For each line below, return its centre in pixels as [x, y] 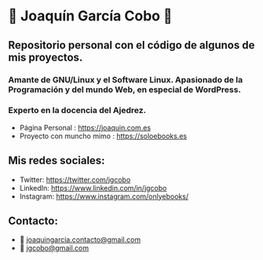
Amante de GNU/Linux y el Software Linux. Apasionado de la [126, 79]
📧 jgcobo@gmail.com [54, 248]
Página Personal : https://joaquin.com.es [85, 127]
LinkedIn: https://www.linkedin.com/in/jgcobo [93, 188]
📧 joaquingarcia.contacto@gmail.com [80, 240]
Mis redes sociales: [57, 161]
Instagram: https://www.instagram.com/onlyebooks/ [104, 196]
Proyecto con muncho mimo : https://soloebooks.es [103, 136]
